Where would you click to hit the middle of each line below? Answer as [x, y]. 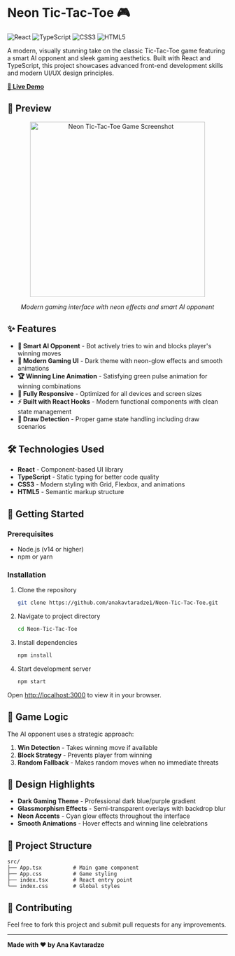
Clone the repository [47, 590]
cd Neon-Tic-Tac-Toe [47, 629]
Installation [27, 575]
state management [44, 411]
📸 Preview [29, 109]
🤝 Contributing [40, 908]
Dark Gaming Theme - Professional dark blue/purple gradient [106, 801]
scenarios [32, 426]
